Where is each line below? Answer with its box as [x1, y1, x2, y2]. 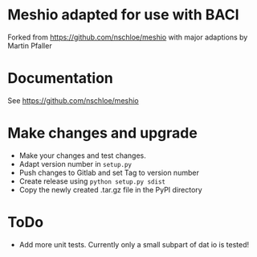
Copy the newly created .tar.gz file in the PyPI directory [18, 184, 202, 194]
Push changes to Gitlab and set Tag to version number [18, 168, 200, 177]
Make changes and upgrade [7, 124, 198, 143]
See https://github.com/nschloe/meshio [7, 95, 140, 106]
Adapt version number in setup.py [18, 159, 133, 168]
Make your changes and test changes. [18, 151, 146, 160]
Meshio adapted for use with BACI [7, 6, 239, 24]
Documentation [7, 69, 114, 88]
